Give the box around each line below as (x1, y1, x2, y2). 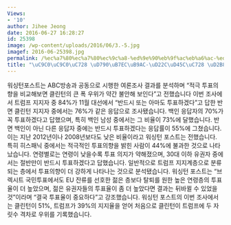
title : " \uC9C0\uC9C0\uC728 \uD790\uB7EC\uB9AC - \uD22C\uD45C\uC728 (7, 61, 205, 68)
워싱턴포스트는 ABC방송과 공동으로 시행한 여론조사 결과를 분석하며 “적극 (7, 81, 201, 89)
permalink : (7, 55, 38, 62)
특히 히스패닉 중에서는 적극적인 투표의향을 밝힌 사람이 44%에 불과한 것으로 (7, 141, 208, 149)
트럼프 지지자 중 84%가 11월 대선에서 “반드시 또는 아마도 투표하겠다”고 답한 (14, 98, 216, 107)
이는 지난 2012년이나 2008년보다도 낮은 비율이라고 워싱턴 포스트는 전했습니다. (7, 132, 218, 141)
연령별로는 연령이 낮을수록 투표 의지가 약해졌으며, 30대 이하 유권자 (32, 149, 211, 158)
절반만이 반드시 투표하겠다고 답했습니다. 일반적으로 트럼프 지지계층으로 (19, 158, 210, 167)
